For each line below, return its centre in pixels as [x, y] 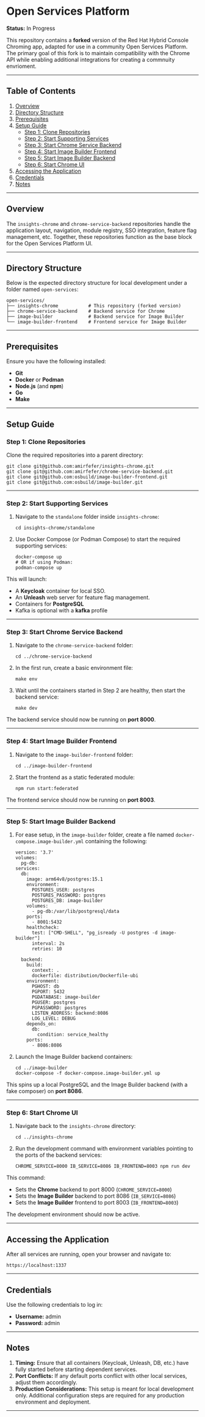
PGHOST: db [45, 987]
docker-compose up [38, 557]
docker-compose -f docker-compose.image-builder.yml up [88, 1073]
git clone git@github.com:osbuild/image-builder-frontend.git [87, 477]
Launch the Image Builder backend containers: [74, 1057]
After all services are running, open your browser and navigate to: [89, 1254]
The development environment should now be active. [73, 1214]
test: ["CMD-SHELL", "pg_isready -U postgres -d [95, 933]
